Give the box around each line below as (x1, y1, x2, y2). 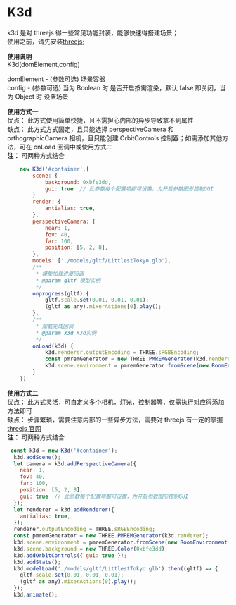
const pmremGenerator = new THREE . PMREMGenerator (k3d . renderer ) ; (13, 532, 209, 539)
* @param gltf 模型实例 (35, 276, 101, 284)
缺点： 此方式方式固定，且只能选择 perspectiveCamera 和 (7, 125, 174, 133)
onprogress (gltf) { (32, 290, 90, 297)
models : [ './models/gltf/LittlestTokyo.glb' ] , (32, 257, 171, 264)
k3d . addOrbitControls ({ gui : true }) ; (13, 551, 128, 559)
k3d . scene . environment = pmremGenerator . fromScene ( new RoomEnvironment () (13, 539, 234, 546)
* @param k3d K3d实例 (35, 329, 97, 336)
